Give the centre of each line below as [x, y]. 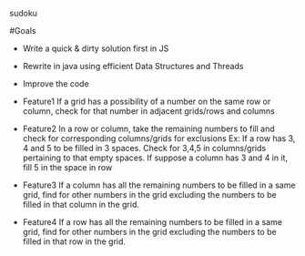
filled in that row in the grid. [74, 241]
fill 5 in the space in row [67, 167]
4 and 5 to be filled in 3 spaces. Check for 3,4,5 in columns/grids [144, 148]
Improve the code [56, 84]
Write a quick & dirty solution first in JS [96, 48]
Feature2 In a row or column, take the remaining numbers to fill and [148, 128]
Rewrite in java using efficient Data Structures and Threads [133, 66]
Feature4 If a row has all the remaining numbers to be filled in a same [152, 222]
